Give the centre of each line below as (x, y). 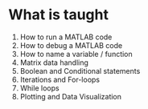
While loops (39, 88)
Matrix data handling (54, 63)
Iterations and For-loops (60, 79)
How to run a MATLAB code (66, 37)
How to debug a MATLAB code (71, 45)
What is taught (58, 15)
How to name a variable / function (76, 54)
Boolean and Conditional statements (80, 71)
